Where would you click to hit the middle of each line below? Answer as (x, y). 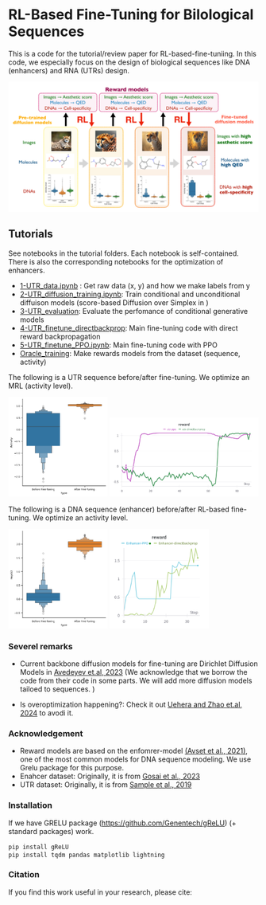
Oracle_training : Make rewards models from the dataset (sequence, (130, 353)
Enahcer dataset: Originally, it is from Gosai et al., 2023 (110, 776)
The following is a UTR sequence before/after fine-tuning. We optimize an (129, 377)
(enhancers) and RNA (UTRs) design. (69, 70)
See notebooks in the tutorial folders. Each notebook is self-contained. (124, 253)
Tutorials (31, 234)
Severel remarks (40, 646)
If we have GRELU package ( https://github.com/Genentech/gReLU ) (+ (122, 823)
